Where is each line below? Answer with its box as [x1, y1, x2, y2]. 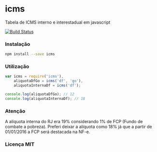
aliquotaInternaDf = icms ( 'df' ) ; [14, 83, 81, 88]
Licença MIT [5, 141, 35, 148]
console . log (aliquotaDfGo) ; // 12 [5, 92, 75, 97]
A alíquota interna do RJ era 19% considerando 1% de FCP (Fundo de [5, 119, 143, 124]
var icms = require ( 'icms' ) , [5, 74, 64, 79]
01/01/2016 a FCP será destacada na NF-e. [5, 129, 90, 135]
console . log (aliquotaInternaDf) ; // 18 [5, 96, 86, 101]
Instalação [5, 41, 30, 47]
